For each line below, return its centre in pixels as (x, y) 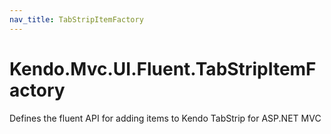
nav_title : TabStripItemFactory (76, 19)
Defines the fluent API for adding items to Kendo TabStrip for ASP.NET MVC (165, 118)
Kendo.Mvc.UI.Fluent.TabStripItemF (163, 68)
